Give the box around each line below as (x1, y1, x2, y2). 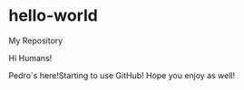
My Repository (8, 35, 63, 46)
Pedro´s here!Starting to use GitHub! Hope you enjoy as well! (8, 69, 236, 81)
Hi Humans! (8, 52, 53, 63)
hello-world (8, 5, 99, 26)
